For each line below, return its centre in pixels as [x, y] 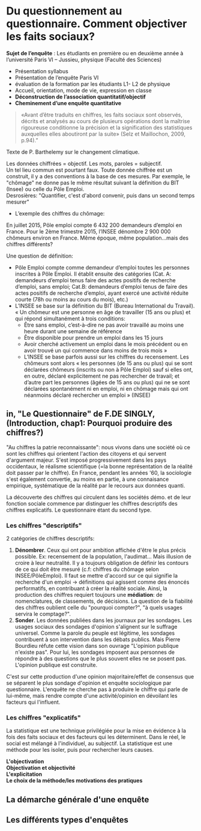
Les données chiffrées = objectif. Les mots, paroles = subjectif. [84, 163]
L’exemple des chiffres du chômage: [60, 213]
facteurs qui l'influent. [33, 702]
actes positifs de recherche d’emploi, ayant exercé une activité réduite [102, 293]
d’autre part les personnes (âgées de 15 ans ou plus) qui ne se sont [107, 382]
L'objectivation [25, 761]
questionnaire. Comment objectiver [97, 24]
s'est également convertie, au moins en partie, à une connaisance [88, 479]
